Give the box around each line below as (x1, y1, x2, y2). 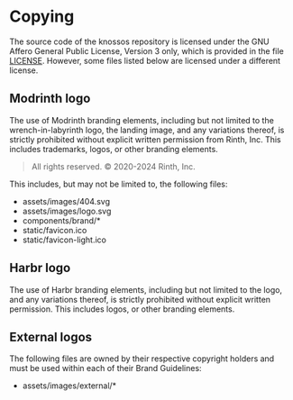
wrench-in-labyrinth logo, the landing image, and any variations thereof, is (9, 124, 285, 135)
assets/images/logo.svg (22, 205, 112, 216)
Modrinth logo (9, 91, 91, 106)
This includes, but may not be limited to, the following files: (9, 178, 228, 189)
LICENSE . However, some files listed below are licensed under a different (9, 55, 281, 66)
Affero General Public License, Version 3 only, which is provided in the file (9, 45, 284, 56)
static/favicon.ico (22, 224, 87, 235)
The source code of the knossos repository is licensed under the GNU (9, 36, 270, 47)
